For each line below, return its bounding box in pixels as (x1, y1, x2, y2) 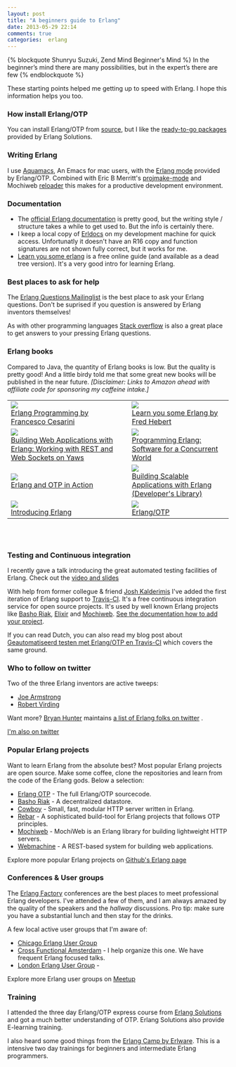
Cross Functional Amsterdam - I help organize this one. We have (17, 946, 204, 955)
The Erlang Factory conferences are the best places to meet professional (7, 888, 219, 897)
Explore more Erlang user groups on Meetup (7, 974, 136, 983)
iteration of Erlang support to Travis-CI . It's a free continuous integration (7, 595, 216, 603)
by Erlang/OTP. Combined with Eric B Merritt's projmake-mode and (7, 174, 202, 182)
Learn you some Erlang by (131, 408, 218, 418)
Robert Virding (17, 700, 60, 709)
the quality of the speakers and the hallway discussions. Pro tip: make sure (7, 904, 225, 912)
